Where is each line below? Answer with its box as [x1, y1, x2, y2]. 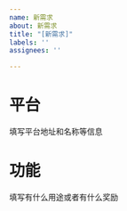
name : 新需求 [9, 12, 53, 22]
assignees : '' [9, 46, 62, 55]
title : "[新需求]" [9, 29, 74, 38]
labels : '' [9, 37, 50, 47]
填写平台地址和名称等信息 [9, 126, 103, 137]
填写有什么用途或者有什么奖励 [9, 192, 118, 202]
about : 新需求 [9, 21, 58, 30]
